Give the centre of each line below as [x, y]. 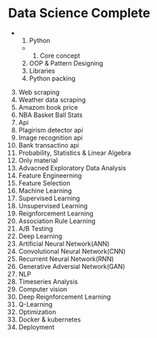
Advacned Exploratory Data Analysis [72, 168]
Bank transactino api [49, 145]
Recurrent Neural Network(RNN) [66, 259]
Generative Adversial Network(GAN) [72, 266]
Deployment [36, 327]
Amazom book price [48, 107]
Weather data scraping [52, 99]
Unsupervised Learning [53, 205]
